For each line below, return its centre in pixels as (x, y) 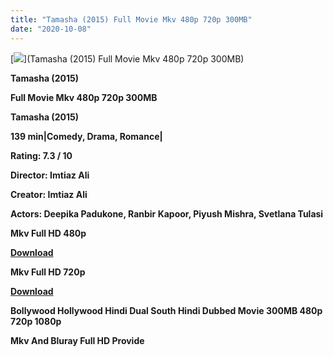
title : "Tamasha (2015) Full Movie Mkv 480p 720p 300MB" (131, 19)
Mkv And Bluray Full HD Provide (77, 340)
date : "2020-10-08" (51, 29)
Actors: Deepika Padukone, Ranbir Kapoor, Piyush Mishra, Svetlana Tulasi (167, 213)
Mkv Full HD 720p (48, 272)
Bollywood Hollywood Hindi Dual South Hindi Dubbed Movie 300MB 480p (166, 310)
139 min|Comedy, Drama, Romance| (86, 136)
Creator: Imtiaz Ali (49, 194)
